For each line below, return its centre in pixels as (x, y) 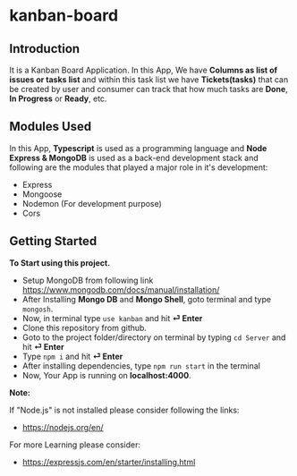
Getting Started (53, 241)
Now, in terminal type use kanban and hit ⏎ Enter (112, 318)
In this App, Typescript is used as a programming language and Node (138, 148)
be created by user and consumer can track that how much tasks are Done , (148, 89)
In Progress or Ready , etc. (58, 98)
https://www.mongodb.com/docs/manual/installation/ (121, 289)
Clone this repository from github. (85, 327)
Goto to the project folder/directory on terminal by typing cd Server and (154, 337)
